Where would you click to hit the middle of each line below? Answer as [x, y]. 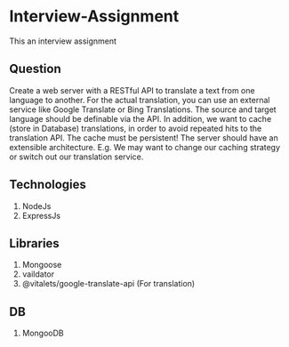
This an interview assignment [63, 41]
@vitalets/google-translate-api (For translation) [108, 284]
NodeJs [36, 206]
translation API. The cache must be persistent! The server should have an [144, 137]
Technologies [48, 185]
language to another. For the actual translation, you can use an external [140, 100]
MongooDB [43, 333]
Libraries [34, 243]
